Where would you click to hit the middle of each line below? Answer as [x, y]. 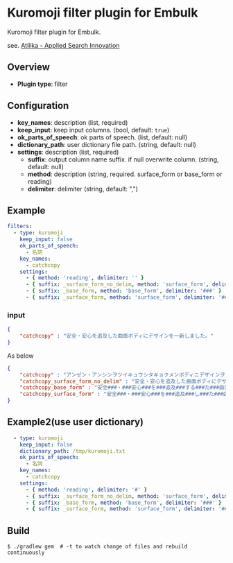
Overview [29, 67]
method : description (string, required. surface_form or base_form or [125, 174]
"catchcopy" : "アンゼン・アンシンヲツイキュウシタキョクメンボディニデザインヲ [122, 375]
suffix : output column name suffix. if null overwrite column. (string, [123, 159]
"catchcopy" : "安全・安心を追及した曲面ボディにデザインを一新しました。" [116, 336]
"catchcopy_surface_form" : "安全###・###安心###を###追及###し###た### [122, 394]
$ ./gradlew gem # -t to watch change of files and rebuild [97, 547]
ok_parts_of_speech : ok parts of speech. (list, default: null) [102, 137]
